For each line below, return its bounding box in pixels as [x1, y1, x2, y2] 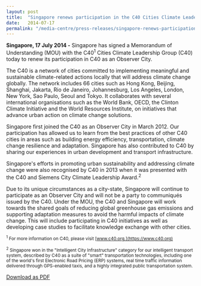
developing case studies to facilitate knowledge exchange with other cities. [6, 223, 191, 230]
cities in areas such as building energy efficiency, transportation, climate [6, 136, 185, 143]
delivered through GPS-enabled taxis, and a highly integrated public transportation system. [6, 263, 193, 269]
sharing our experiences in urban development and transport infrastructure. [6, 148, 193, 155]
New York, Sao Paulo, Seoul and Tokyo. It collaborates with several [6, 92, 172, 99]
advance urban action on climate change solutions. [6, 111, 133, 118]
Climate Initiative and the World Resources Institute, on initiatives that [6, 105, 177, 112]
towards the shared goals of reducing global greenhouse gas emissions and [6, 204, 193, 211]
